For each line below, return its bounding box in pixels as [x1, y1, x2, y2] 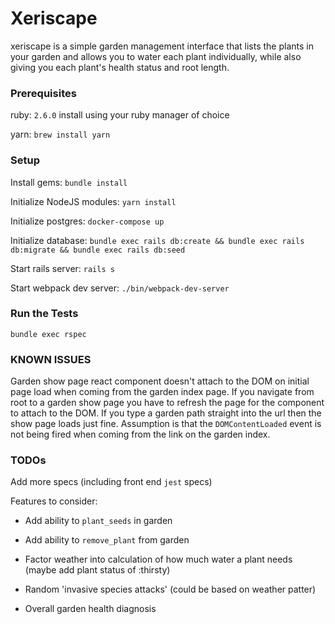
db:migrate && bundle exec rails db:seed [10, 245, 186, 255]
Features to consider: [10, 495, 98, 507]
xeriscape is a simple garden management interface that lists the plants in [10, 40, 314, 52]
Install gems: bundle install [10, 176, 128, 188]
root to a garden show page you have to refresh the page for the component [10, 397, 325, 409]
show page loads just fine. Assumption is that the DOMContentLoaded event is [10, 418, 322, 430]
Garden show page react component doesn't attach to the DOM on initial [10, 375, 310, 387]
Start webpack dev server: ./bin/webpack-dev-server [10, 282, 230, 294]
